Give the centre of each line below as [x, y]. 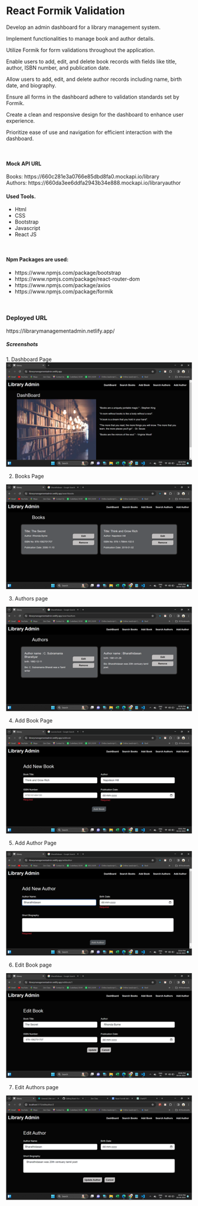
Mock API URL [24, 163]
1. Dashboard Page [29, 359]
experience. [21, 121]
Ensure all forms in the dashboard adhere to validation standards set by [93, 97]
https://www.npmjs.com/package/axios [62, 285]
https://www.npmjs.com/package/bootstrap [68, 272]
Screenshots [22, 344]
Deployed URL [27, 318]
